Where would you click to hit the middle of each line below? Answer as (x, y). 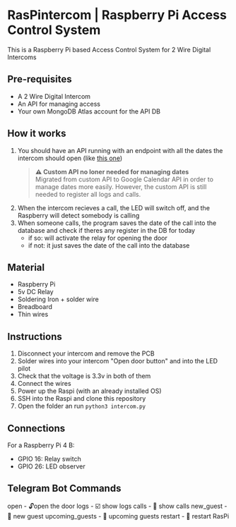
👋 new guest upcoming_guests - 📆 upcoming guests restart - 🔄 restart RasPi (118, 516)
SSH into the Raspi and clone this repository (82, 399)
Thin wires (33, 315)
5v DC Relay (36, 292)
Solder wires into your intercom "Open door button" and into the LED (117, 361)
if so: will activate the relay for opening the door (98, 238)
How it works (37, 134)
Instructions (35, 336)
